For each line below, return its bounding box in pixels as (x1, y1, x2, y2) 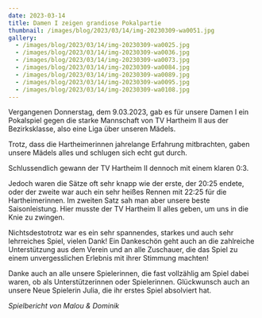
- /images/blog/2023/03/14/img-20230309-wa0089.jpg (15, 71, 191, 79)
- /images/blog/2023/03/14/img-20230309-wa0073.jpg (15, 56, 191, 64)
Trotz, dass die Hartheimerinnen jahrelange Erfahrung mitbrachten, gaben (8, 140, 250, 149)
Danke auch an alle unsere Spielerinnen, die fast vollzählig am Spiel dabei (8, 269, 249, 278)
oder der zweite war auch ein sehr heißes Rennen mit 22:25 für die (8, 188, 227, 197)
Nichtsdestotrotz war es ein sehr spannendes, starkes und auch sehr (8, 228, 234, 238)
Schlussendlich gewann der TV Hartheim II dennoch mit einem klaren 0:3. (8, 164, 249, 173)
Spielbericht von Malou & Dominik (8, 301, 120, 311)
